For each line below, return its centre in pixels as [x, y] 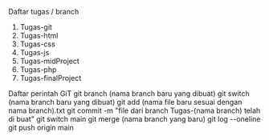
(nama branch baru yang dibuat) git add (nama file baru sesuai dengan [125, 102]
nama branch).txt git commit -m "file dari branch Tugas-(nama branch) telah [134, 110]
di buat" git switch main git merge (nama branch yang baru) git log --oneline [134, 119]
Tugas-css [38, 44]
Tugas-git [36, 27]
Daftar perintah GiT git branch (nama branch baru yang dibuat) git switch [129, 94]
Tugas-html [39, 36]
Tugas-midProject [50, 61]
